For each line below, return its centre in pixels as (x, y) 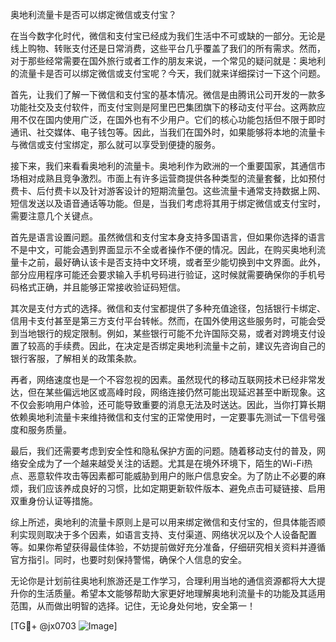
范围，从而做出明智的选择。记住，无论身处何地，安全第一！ (133, 606)
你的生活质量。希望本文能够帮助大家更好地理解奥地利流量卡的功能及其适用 (172, 593)
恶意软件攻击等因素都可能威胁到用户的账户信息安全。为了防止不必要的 (172, 476)
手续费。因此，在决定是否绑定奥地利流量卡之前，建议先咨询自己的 (189, 346)
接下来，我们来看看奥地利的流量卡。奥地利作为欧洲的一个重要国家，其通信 (163, 166)
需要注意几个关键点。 (54, 216)
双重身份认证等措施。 (54, 501)
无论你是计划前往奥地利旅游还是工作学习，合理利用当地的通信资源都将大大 (163, 581)
